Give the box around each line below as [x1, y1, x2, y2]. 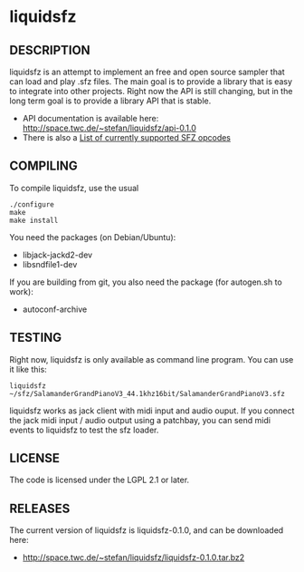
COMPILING [9, 159, 79, 174]
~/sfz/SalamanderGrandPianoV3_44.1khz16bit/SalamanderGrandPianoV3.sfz [9, 389, 285, 398]
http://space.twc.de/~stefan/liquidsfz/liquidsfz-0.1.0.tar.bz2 [22, 552, 245, 563]
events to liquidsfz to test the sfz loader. [9, 424, 159, 435]
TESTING [9, 330, 62, 345]
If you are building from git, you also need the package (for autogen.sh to [9, 276, 282, 287]
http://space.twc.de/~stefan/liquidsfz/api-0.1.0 [22, 122, 196, 133]
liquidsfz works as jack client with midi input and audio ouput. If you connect [9, 405, 295, 416]
